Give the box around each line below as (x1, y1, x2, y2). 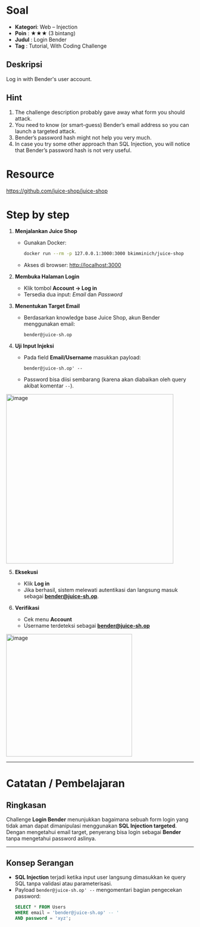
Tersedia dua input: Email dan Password (23, 291, 123, 298)
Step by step (6, 208, 70, 221)
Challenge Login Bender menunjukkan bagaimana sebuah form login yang (6, 816, 189, 823)
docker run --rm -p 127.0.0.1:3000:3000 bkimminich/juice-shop (23, 251, 185, 257)
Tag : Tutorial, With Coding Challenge (14, 42, 107, 49)
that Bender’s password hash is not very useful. (14, 147, 132, 154)
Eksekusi (14, 569, 39, 576)
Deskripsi (6, 60, 43, 70)
